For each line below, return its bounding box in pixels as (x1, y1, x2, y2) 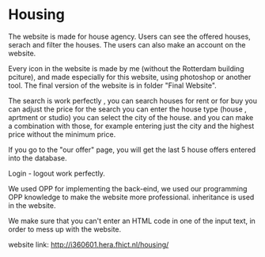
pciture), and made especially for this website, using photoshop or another (8, 72, 252, 81)
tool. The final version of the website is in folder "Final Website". (8, 81, 218, 90)
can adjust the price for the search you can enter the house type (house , (8, 104, 247, 114)
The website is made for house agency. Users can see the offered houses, (8, 32, 251, 41)
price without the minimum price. (8, 129, 116, 139)
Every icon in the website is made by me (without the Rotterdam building (8, 63, 244, 73)
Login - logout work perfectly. (8, 168, 105, 178)
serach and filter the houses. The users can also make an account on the (8, 40, 246, 49)
